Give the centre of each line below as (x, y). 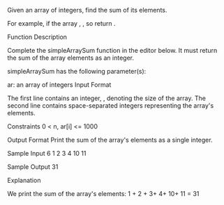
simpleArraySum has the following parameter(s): (77, 71)
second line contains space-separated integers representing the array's (111, 106)
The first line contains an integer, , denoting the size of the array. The (106, 98)
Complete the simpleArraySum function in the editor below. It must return (112, 50)
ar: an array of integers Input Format (59, 85)
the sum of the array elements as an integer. (71, 58)
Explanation (24, 180)
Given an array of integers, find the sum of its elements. (87, 10)
